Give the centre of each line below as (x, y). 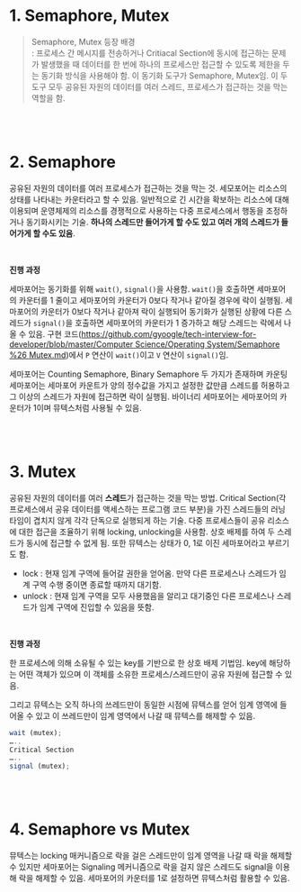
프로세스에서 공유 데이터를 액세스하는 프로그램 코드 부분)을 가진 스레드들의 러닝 (147, 509)
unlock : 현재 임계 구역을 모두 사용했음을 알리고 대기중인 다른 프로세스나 (148, 596)
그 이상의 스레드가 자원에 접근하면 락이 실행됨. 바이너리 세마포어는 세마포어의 (144, 396)
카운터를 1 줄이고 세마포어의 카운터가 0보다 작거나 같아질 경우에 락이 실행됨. (150, 300)
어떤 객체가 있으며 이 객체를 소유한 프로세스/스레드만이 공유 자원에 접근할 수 (150, 674)
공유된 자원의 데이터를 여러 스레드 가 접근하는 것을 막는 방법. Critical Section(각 (148, 497)
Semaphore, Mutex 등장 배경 (83, 41)
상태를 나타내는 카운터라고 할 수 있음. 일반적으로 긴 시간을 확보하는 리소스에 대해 (150, 199)
